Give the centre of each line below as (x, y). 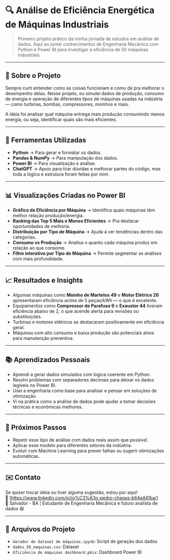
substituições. (27, 317)
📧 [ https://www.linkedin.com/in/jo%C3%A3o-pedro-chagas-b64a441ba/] (82, 497)
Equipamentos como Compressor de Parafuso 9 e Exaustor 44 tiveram (88, 306)
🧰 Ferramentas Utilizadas (46, 140)
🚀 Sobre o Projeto (33, 76)
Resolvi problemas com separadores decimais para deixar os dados (83, 380)
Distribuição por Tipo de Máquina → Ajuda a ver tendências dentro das (88, 232)
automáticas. (26, 456)
